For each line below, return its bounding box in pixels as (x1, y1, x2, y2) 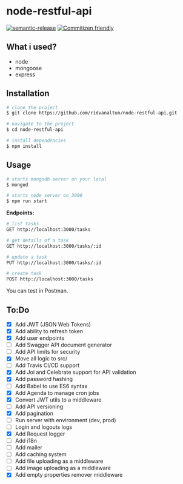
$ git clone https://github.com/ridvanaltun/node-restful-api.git (6, 110, 178, 116)
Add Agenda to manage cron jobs (15, 389, 99, 396)
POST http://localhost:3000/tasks (6, 276, 94, 282)
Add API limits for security (15, 348, 81, 356)
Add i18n (15, 437, 38, 444)
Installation (6, 88, 50, 99)
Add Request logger (15, 430, 65, 437)
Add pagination (15, 409, 53, 417)
